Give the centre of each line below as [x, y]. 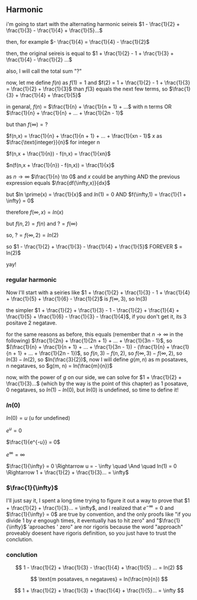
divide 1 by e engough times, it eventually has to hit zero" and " [83, 520]
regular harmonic [32, 280]
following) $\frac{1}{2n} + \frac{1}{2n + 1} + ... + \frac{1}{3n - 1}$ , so [89, 341]
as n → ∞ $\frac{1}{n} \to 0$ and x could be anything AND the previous [93, 177]
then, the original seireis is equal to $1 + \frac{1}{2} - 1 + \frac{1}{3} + [90, 53]
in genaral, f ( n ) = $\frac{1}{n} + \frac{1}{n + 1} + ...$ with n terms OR [89, 107]
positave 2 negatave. [32, 323]
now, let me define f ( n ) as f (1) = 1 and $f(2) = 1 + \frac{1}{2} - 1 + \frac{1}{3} [98, 82]
